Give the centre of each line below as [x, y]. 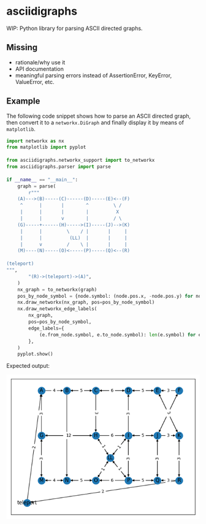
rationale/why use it [40, 62]
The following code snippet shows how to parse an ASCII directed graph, [99, 116]
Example [23, 101]
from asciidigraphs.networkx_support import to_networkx [81, 161]
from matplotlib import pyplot [46, 147]
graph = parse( [37, 186]
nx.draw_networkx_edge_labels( [57, 309]
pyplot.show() [35, 354]
